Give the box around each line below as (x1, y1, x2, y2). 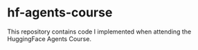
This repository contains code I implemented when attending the (7, 27, 192, 36)
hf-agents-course (7, 5, 113, 21)
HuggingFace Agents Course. (7, 34, 92, 42)
